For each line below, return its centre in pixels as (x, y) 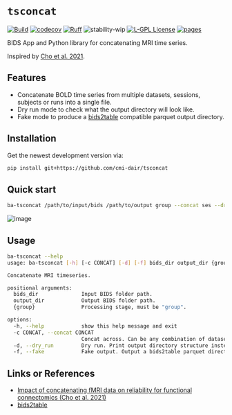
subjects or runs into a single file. (64, 102)
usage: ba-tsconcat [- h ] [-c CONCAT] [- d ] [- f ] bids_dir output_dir (108, 263)
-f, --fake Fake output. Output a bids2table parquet (109, 352)
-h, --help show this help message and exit (95, 326)
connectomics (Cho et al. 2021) (62, 398)
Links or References (51, 373)
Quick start (32, 189)
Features (27, 78)
